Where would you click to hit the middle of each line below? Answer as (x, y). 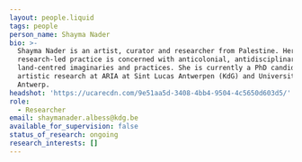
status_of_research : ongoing (64, 135)
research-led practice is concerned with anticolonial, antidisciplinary (158, 59)
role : (19, 101)
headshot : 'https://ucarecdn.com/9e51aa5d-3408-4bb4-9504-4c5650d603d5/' (151, 93)
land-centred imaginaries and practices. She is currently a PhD (142, 68)
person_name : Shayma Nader (60, 34)
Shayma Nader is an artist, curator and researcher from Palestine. (148, 51)
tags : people (34, 26)
